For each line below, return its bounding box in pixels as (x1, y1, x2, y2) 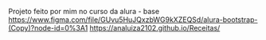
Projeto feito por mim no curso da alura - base (8, 7, 160, 16)
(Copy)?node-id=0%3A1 (8, 24, 88, 32)
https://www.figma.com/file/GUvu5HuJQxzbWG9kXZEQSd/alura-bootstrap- (8, 15, 258, 24)
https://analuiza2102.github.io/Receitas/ (89, 24, 221, 32)
